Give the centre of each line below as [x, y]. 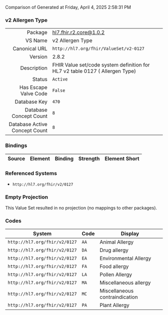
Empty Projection [27, 197]
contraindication [119, 297]
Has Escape [33, 87]
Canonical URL [30, 48]
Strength [89, 158]
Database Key [31, 102]
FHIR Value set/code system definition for [101, 65]
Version [38, 57]
